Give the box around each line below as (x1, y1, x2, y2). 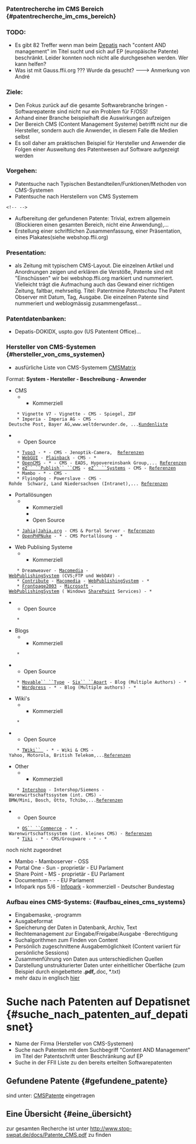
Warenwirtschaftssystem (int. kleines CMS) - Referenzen (8, 831, 152, 836)
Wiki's (14, 695, 30, 702)
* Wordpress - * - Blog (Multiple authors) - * (17, 685, 136, 690)
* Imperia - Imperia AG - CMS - (17, 416, 97, 422)
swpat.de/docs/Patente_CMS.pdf (6, 1131, 87, 1138)
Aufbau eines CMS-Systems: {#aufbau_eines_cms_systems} (6, 898, 186, 906)
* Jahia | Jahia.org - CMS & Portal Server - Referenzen (17, 528, 155, 534)
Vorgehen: (6, 167, 37, 175)
